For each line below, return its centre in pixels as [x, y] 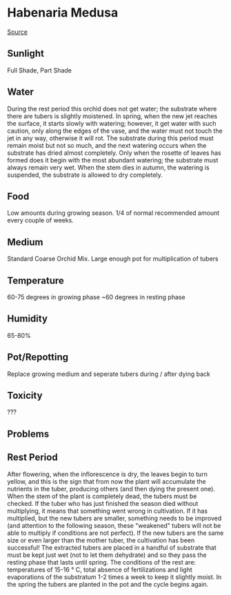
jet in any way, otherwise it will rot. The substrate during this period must [110, 138]
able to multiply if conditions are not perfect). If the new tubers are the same [115, 533]
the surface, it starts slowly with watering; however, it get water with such [112, 123]
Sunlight [26, 54]
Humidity [28, 319]
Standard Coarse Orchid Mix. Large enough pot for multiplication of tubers [113, 259]
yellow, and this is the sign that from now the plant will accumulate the [107, 481]
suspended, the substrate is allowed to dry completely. [85, 175]
